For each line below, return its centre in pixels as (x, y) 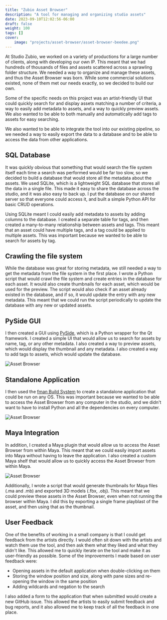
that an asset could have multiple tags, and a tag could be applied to (75, 230)
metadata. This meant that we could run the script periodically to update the (83, 300)
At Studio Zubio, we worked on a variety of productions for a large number (82, 56)
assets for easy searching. (32, 119)
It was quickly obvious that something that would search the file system (79, 167)
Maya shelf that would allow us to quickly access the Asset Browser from (80, 461)
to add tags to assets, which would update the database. (63, 354)
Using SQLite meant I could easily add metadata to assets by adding (75, 214)
